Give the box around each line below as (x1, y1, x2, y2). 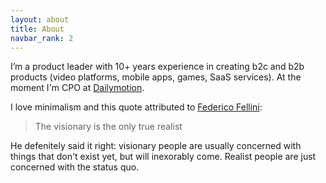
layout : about (10, 14, 70, 25)
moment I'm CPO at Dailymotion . (10, 82, 145, 94)
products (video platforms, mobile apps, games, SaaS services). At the (10, 71, 302, 83)
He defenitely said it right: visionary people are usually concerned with (10, 140, 302, 152)
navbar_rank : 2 (10, 33, 74, 43)
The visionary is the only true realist (34, 121, 183, 133)
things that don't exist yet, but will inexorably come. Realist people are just (10, 151, 317, 163)
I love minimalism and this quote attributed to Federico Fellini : (10, 101, 263, 113)
